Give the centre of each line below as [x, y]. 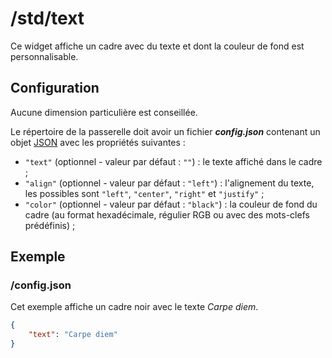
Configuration [55, 88]
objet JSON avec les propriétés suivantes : [98, 142]
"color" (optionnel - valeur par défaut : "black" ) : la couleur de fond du [171, 204]
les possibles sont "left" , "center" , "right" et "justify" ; [144, 193]
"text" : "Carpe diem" [73, 335]
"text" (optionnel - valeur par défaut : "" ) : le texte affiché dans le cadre [173, 161]
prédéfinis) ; [50, 225]
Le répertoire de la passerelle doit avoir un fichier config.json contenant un [165, 131]
